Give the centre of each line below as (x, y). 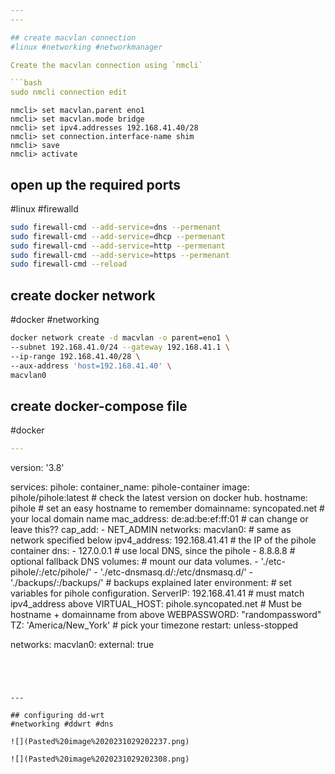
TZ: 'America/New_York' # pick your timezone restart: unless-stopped (154, 625)
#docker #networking (55, 320)
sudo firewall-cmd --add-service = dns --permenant (116, 227)
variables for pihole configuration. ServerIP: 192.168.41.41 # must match (157, 593)
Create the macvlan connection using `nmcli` (106, 65)
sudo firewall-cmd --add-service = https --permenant (120, 255)
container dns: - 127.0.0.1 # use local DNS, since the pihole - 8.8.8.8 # (153, 551)
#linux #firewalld (44, 208)
